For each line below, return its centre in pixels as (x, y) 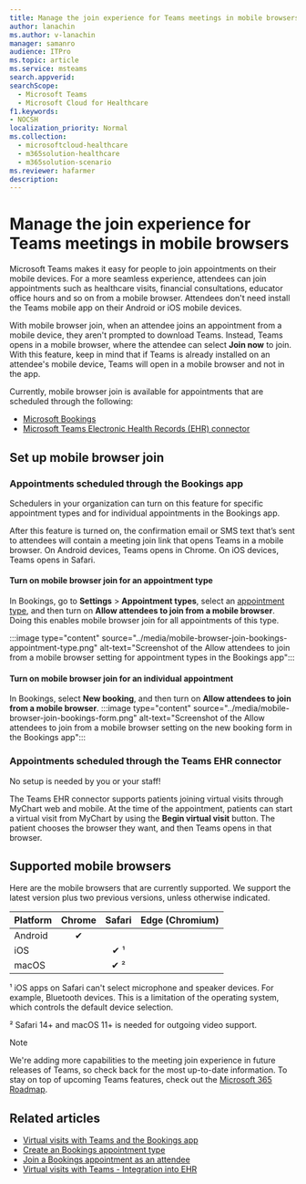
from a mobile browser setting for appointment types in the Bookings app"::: (152, 657)
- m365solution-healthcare (69, 153)
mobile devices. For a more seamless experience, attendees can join (138, 278)
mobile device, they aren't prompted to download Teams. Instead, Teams (147, 335)
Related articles (55, 1118)
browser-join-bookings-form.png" (73, 718)
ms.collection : (38, 137)
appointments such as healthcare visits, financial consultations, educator (147, 288)
